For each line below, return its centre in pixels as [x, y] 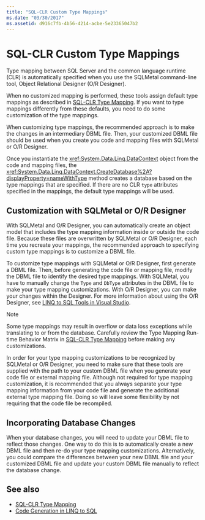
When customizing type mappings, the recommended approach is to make [100, 127]
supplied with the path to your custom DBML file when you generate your [99, 371]
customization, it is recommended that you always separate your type [94, 384]
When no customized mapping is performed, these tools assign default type [102, 96]
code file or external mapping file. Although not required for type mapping [99, 378]
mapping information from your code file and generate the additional [93, 390]
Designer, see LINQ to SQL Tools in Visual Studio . [69, 303]
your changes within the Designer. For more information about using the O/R [102, 296]
